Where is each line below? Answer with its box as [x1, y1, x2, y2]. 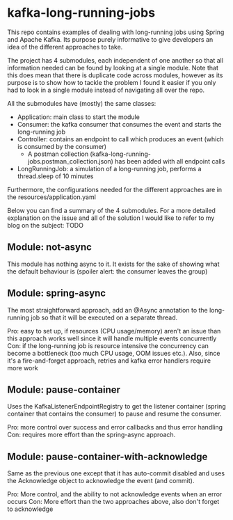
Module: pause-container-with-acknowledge [7, 450, 208, 462]
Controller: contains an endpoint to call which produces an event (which [17, 134, 224, 143]
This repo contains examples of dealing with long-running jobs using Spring [7, 28, 225, 36]
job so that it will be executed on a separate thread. [31, 313, 178, 322]
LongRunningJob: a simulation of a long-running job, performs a [17, 164, 202, 173]
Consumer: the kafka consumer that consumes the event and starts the [17, 120, 222, 128]
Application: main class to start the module [17, 113, 140, 121]
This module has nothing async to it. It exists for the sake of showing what [7, 260, 220, 268]
